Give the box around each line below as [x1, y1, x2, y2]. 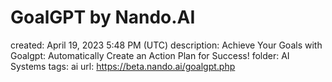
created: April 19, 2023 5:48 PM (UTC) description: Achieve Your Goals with [10, 39, 323, 51]
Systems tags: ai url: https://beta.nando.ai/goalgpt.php [10, 60, 236, 72]
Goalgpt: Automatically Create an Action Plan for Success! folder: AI [10, 49, 290, 61]
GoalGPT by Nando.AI [10, 6, 196, 29]
